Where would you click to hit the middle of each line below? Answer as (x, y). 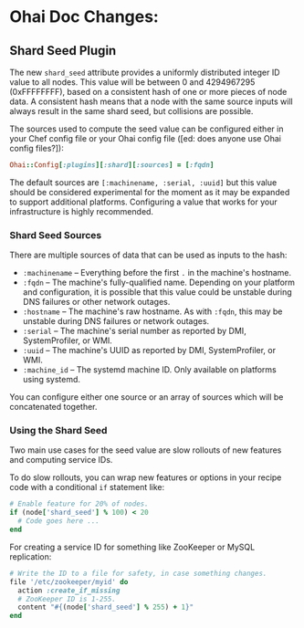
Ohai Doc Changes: (84, 17)
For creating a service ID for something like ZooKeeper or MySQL (132, 547)
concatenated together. (53, 407)
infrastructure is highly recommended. (81, 211)
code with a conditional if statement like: (87, 487)
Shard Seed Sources (56, 235)
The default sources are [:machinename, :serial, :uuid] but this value (143, 182)
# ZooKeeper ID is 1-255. (67, 599)
